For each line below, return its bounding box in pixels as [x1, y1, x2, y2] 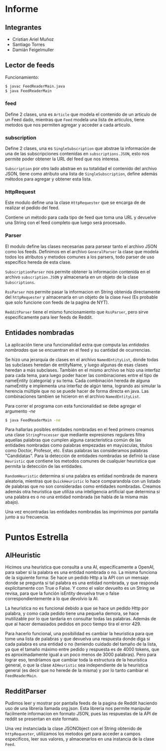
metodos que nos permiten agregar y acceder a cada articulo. [5, 122, 131, 128]
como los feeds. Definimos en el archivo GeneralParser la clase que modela [5, 248, 159, 254]
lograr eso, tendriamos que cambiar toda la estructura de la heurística [5, 657, 147, 663]
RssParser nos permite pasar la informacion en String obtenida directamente [5, 288, 161, 295]
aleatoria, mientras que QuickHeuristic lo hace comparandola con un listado [5, 478, 161, 484]
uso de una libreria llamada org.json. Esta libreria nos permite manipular [5, 705, 151, 711]
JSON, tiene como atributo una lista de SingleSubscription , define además [5, 171, 158, 177]
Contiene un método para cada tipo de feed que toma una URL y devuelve [5, 214, 157, 221]
